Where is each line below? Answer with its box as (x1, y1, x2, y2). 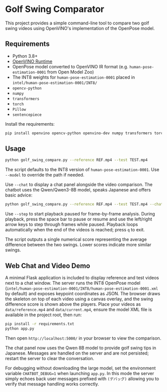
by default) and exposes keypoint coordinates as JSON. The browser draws (5, 291, 161, 296)
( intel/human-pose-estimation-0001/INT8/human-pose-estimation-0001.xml (5, 285, 158, 291)
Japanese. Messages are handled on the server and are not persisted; (5, 350, 149, 356)
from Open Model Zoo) (47, 69, 94, 75)
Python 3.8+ (12, 53, 38, 59)
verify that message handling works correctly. (5, 381, 99, 387)
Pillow (12, 107, 26, 112)
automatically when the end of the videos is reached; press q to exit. (5, 227, 145, 233)
